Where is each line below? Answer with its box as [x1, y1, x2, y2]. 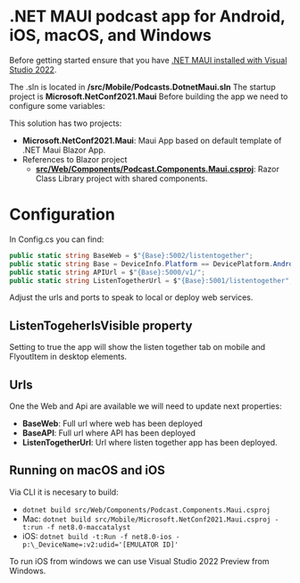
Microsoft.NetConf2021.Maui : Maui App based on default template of [21, 135, 282, 146]
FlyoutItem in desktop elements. [9, 351, 128, 362]
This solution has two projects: [9, 118, 122, 129]
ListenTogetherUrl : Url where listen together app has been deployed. [21, 437, 279, 447]
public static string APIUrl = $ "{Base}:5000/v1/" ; [9, 268, 205, 277]
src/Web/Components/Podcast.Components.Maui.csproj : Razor [35, 163, 279, 174]
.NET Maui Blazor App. [21, 145, 106, 155]
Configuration [9, 204, 116, 225]
